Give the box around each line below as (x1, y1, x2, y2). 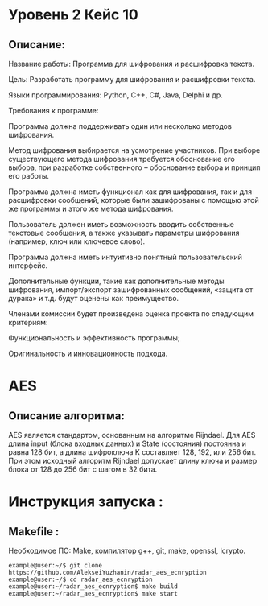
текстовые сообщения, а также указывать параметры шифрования (8, 228, 240, 237)
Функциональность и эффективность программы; (8, 333, 180, 343)
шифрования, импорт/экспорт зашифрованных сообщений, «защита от (8, 285, 254, 295)
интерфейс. (8, 261, 48, 270)
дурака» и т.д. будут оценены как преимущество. (8, 294, 179, 303)
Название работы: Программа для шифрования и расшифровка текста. (8, 59, 255, 68)
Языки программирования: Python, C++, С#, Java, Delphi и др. (8, 90, 223, 100)
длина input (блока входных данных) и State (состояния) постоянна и (8, 439, 247, 448)
